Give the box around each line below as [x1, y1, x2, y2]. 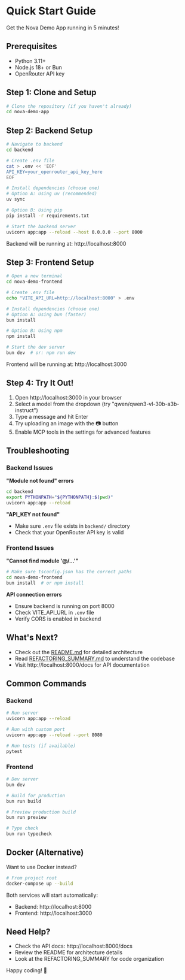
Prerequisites [6, 41, 57, 52]
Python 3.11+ [14, 57, 47, 64]
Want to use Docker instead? [6, 863, 77, 870]
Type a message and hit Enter [14, 413, 88, 420]
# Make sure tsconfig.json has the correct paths [6, 569, 132, 575]
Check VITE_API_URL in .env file [14, 609, 94, 616]
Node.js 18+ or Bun [14, 63, 63, 71]
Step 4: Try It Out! [6, 378, 74, 388]
